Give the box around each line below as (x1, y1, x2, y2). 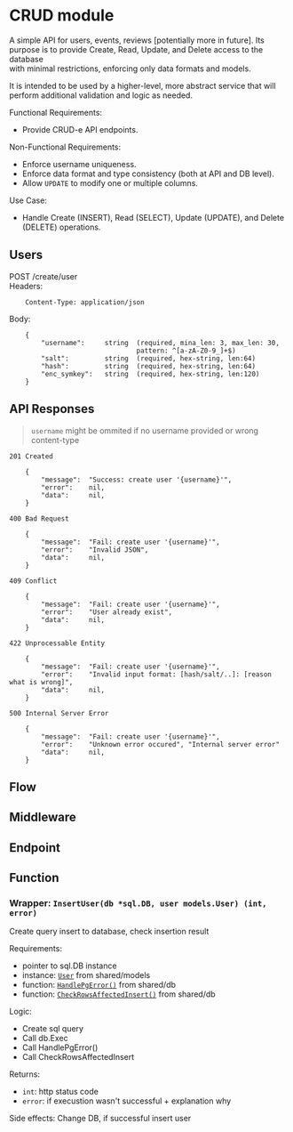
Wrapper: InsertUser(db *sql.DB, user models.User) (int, (9, 897, 267, 910)
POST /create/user (9, 271, 78, 281)
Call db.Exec (21, 1033, 68, 1044)
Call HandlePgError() (21, 1042, 99, 1053)
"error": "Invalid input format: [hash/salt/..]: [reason (41, 669, 273, 679)
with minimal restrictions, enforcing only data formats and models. (9, 63, 251, 74)
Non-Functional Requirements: (9, 141, 122, 152)
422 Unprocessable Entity (9, 638, 105, 648)
